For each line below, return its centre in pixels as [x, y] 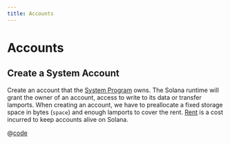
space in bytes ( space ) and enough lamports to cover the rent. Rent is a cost [115, 112]
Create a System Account [63, 73]
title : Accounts [30, 13]
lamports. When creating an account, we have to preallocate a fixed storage [115, 105]
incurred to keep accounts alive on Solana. [68, 119]
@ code [17, 133]
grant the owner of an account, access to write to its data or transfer [104, 97]
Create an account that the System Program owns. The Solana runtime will [113, 90]
